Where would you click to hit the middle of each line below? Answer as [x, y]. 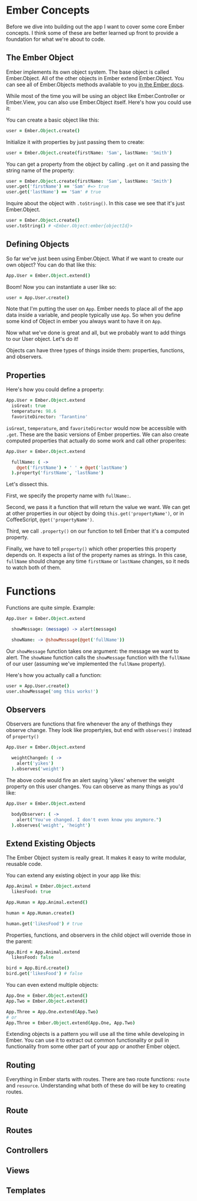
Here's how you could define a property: [55, 389]
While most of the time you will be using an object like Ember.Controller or [96, 96]
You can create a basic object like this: [53, 120]
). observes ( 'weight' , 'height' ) [51, 825]
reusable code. [24, 864]
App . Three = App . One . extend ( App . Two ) [52, 1012]
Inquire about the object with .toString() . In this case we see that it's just [96, 204]
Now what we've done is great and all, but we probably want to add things [96, 333]
